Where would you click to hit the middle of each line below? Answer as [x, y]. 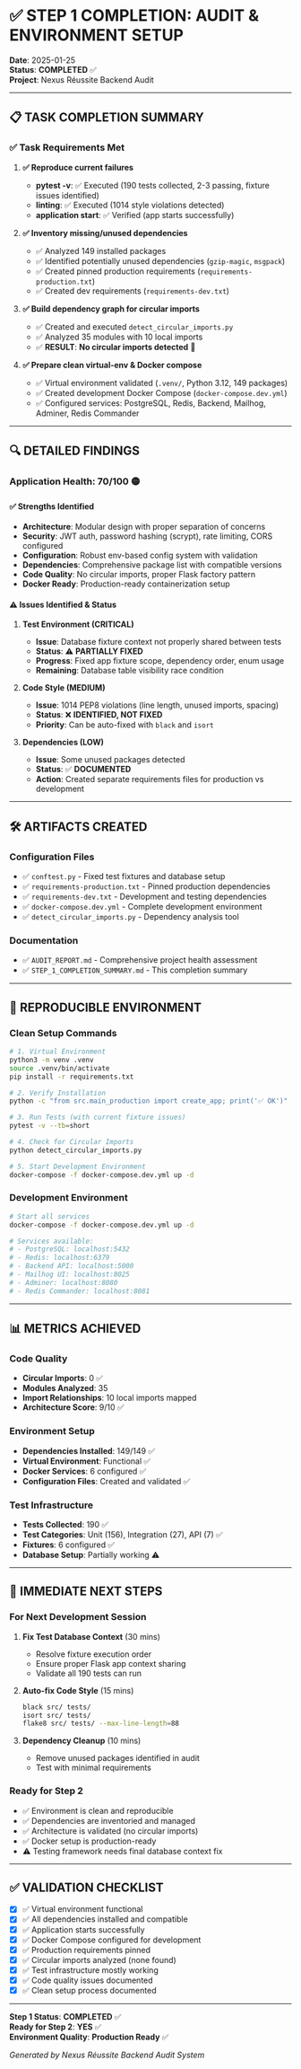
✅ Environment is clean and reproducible [98, 1810]
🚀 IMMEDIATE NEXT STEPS [86, 1592]
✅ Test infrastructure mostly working [90, 1970]
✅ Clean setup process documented [89, 1990]
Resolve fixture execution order [94, 1654]
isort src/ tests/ [56, 1715]
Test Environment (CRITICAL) [78, 624]
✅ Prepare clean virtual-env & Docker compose [112, 365]
